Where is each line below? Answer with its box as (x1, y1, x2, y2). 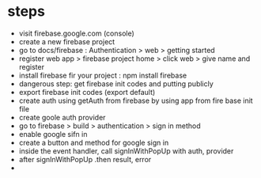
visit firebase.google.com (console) (18, 28, 135, 38)
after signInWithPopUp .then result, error (18, 154, 152, 164)
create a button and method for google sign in (18, 138, 169, 147)
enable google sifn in (18, 129, 88, 138)
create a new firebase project (18, 36, 115, 46)
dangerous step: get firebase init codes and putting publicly (18, 78, 214, 89)
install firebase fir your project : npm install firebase (18, 70, 187, 80)
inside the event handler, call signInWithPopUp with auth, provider (18, 146, 234, 156)
